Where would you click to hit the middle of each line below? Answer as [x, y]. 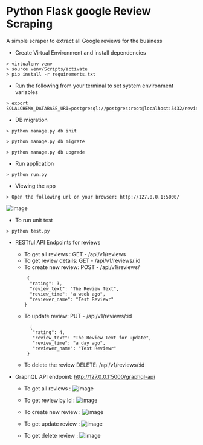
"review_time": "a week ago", [67, 294]
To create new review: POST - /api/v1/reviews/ [82, 267]
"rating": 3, [46, 284]
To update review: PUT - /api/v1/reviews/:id [78, 316]
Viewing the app [35, 186]
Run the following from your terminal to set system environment [94, 86]
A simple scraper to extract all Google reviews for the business [84, 41]
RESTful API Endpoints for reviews [58, 242]
